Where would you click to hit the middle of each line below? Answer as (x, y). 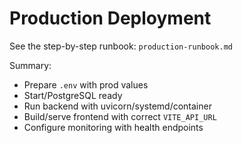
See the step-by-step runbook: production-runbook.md (121, 46)
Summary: (30, 65)
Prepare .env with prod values (86, 84)
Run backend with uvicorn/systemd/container (117, 106)
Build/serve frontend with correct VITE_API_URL (120, 116)
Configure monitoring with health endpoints (113, 127)
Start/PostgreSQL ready (73, 95)
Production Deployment (110, 18)
